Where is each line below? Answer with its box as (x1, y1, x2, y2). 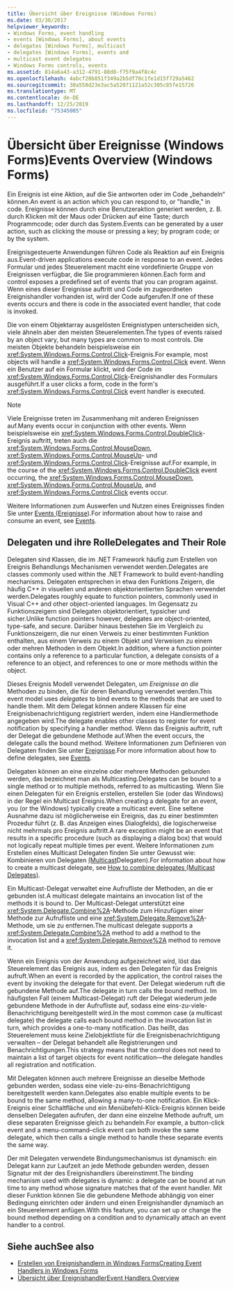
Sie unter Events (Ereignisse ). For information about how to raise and (7, 509, 203, 517)
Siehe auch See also (7, 1240, 95, 1252)
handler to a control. (7, 1220, 65, 1229)
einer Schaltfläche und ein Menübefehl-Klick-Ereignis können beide (31, 1103, 226, 1111)
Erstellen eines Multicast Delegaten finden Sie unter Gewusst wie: (7, 848, 196, 857)
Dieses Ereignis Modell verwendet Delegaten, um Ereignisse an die (7, 680, 200, 688)
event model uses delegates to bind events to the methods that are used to (7, 694, 223, 703)
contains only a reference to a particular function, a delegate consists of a (7, 651, 219, 659)
